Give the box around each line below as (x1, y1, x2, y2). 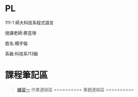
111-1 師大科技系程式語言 (5, 19, 54, 25)
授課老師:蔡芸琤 (5, 30, 37, 36)
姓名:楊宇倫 (5, 40, 28, 46)
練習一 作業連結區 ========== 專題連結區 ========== (17, 86, 134, 93)
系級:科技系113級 (5, 51, 39, 57)
